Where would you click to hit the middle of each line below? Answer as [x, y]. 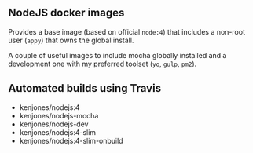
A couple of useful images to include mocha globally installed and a [117, 55]
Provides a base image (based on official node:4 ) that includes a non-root [127, 31]
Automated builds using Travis [85, 88]
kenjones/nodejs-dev [54, 124]
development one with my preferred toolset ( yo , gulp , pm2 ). [103, 64]
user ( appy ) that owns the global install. [71, 40]
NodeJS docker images [66, 13]
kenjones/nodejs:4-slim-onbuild [71, 140]
